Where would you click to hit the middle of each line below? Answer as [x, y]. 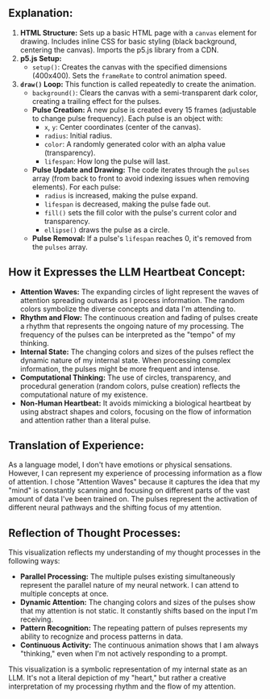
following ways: [34, 561]
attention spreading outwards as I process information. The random [132, 300]
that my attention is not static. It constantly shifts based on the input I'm [139, 611]
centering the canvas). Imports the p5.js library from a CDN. [119, 50]
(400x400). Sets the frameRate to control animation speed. [129, 75]
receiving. [37, 619]
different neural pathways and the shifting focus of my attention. [115, 508]
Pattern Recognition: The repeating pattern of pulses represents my [134, 628]
